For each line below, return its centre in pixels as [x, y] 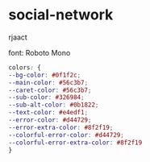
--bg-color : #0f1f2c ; [45, 75]
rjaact [18, 37]
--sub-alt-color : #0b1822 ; [54, 105]
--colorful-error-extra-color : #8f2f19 [75, 143]
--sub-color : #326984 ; [46, 98]
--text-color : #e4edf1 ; [48, 113]
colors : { [25, 67]
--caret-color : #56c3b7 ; [50, 90]
